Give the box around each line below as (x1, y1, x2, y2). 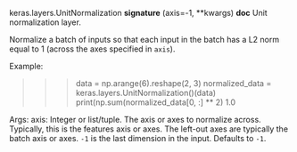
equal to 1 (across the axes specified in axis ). (9, 44, 176, 54)
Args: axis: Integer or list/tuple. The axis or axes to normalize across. (9, 115, 261, 124)
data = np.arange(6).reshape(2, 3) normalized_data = (75, 78, 272, 88)
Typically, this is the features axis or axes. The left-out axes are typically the (9, 124, 288, 134)
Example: (9, 61, 44, 71)
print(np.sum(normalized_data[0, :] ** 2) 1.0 (75, 97, 236, 108)
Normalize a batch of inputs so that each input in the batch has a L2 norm (9, 35, 280, 44)
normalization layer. (9, 17, 82, 28)
